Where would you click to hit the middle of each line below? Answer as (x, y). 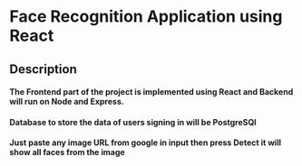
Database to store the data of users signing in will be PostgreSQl (133, 122)
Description (43, 69)
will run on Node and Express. (67, 102)
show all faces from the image (67, 152)
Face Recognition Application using (146, 17)
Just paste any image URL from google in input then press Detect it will (145, 143)
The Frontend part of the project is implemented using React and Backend (151, 92)
